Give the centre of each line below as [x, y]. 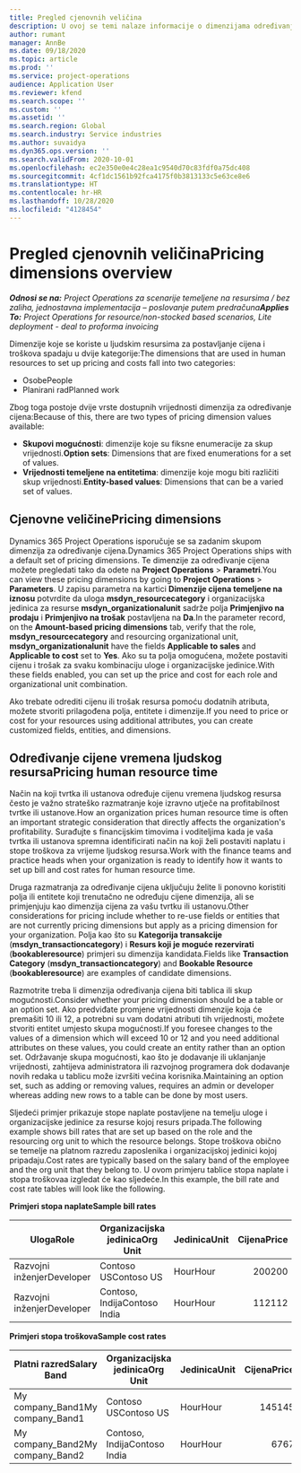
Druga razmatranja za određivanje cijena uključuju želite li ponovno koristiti [148, 887]
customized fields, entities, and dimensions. [90, 730]
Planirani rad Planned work [71, 389]
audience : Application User [62, 84]
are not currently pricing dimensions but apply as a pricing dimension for [143, 926]
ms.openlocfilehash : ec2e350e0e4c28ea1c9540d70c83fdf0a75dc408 [130, 168]
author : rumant [38, 34]
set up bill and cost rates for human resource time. [102, 870]
